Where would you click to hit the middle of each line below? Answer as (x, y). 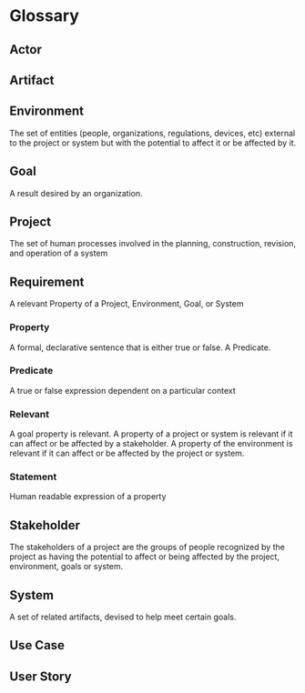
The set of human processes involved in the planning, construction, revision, (153, 244)
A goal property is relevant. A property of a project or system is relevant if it (151, 434)
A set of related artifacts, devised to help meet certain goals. (123, 617)
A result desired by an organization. (76, 193)
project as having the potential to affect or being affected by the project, (145, 557)
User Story (41, 676)
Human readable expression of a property (88, 497)
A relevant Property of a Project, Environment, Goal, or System (127, 304)
